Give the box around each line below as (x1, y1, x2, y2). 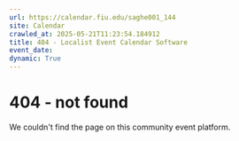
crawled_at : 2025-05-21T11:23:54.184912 (9, 29, 161, 38)
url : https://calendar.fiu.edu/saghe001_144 (9, 12, 176, 22)
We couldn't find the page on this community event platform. (9, 121, 231, 132)
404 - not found (9, 92, 128, 113)
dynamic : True (9, 54, 62, 63)
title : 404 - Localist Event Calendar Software (9, 37, 189, 47)
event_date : (9, 46, 53, 55)
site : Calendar (9, 21, 66, 30)
